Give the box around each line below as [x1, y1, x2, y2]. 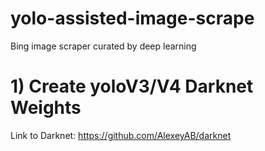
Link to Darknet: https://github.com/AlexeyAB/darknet [10, 129, 232, 141]
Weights [10, 97, 82, 119]
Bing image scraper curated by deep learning [10, 40, 197, 52]
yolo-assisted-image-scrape [10, 7, 255, 30]
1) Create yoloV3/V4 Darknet [10, 75, 254, 98]
